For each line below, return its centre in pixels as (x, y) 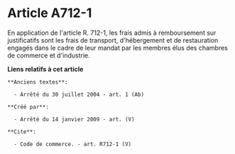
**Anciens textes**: (38, 82)
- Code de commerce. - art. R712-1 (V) (73, 144)
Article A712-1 (50, 13)
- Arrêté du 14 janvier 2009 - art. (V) (74, 119)
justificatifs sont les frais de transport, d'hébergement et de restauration (113, 40)
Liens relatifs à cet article (45, 69)
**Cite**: (22, 132)
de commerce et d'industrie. (49, 55)
